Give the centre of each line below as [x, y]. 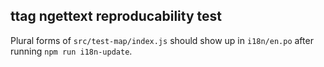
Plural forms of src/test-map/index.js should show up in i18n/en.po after [162, 40]
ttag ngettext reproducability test [116, 16]
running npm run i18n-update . [71, 51]
